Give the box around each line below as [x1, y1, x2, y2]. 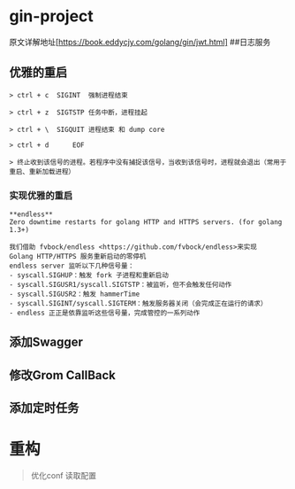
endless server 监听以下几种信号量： [9, 261, 135, 271]
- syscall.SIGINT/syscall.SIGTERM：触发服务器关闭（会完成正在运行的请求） [9, 299, 268, 308]
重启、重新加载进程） [9, 167, 75, 176]
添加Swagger [9, 335, 84, 350]
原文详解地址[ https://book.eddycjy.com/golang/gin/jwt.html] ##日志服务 [9, 36, 271, 47]
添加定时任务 [9, 400, 79, 415]
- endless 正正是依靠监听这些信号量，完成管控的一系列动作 [9, 308, 200, 318]
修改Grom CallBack [9, 368, 117, 383]
